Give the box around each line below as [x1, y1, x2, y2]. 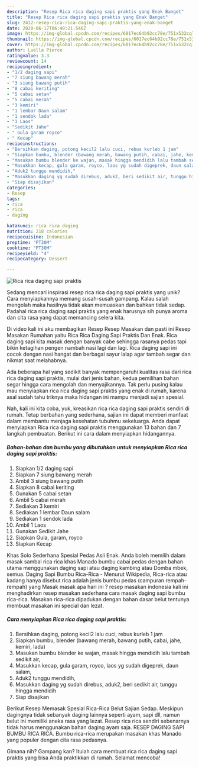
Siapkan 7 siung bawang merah [15, 471, 92, 478]
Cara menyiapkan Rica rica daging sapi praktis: [6, 615, 127, 623]
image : [6, 31, 23, 37]
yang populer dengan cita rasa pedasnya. [6, 736, 108, 743]
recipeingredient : [6, 63, 52, 70]
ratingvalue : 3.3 [6, 53, 50, 59]
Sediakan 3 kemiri [15, 502, 60, 510]
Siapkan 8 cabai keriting [15, 484, 74, 491]
